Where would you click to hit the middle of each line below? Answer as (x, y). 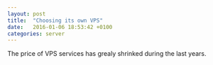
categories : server (36, 34)
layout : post (27, 14)
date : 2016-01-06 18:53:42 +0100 (60, 27)
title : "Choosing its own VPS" (55, 20)
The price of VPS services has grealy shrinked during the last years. (107, 54)
